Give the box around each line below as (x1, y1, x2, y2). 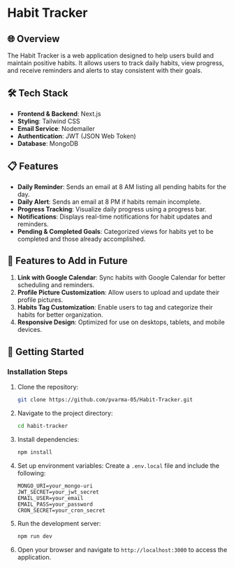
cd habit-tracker (17, 422, 68, 429)
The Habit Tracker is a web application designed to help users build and (7, 51, 214, 60)
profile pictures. (17, 296, 64, 304)
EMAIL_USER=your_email (17, 494, 84, 501)
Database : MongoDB (17, 139, 79, 148)
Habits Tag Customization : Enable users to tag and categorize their (17, 303, 213, 312)
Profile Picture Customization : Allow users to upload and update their (17, 289, 220, 297)
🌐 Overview (7, 33, 60, 45)
